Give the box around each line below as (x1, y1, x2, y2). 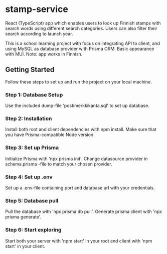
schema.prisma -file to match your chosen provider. (5, 161, 112, 167)
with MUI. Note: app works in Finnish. (5, 51, 83, 57)
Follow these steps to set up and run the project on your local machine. (5, 78, 152, 84)
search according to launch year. (5, 30, 73, 36)
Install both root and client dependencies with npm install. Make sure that (5, 126, 156, 132)
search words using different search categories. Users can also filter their (5, 25, 157, 31)
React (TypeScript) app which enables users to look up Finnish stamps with (5, 20, 161, 26)
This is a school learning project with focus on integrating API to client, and (5, 40, 160, 46)
